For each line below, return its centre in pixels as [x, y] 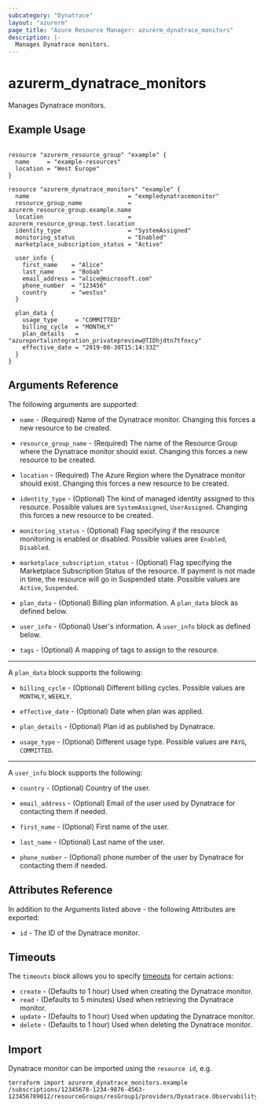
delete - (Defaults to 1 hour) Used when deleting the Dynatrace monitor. [136, 1025]
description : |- [35, 37]
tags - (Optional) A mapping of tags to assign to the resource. [119, 650]
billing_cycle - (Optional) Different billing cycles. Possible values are [132, 688]
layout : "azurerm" [38, 23]
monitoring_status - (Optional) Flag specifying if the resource [119, 530]
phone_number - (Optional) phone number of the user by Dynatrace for [132, 857]
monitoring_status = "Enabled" [91, 237]
